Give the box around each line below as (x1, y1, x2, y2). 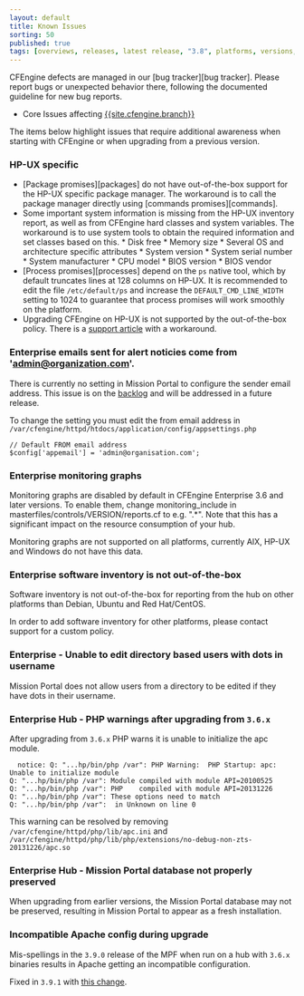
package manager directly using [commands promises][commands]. (22, 198, 279, 209)
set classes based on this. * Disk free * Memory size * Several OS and (22, 237, 284, 247)
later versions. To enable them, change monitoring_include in (9, 499, 237, 510)
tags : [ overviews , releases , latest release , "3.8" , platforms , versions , (9, 47, 298, 56)
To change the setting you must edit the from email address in (9, 414, 241, 426)
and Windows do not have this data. (9, 546, 143, 557)
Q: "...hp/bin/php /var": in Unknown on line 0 (9, 799, 196, 809)
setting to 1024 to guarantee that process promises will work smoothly (22, 295, 285, 305)
